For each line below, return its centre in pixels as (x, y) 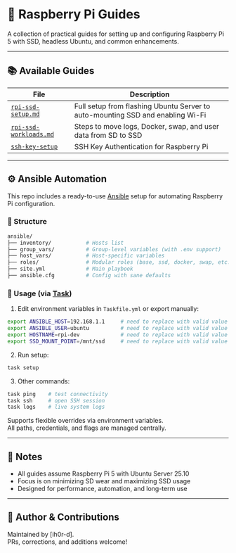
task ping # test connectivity (58, 394)
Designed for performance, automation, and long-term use (102, 489)
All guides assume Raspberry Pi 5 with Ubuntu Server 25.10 (103, 473)
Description (150, 94)
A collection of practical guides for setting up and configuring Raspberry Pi (116, 34)
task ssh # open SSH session (56, 400)
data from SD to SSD (108, 135)
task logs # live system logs (56, 407)
